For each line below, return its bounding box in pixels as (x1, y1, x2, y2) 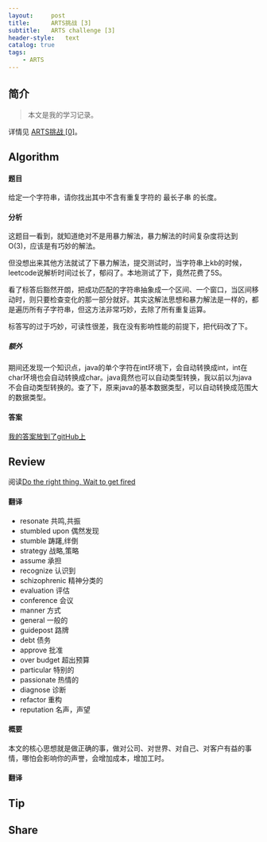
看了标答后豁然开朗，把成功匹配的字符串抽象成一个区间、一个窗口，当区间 (8, 285, 252, 295)
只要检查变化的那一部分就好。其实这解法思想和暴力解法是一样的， (35, 295, 252, 304)
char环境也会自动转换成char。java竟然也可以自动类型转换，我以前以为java (8, 373, 253, 382)
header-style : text (8, 33, 80, 42)
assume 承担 (19, 555, 62, 565)
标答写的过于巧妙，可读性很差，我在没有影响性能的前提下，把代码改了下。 (8, 322, 252, 331)
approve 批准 (19, 645, 64, 655)
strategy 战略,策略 (19, 546, 79, 555)
